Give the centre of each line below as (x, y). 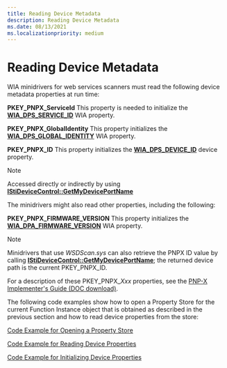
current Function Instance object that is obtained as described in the (105, 309)
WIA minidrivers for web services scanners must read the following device (113, 87)
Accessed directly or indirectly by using (64, 184)
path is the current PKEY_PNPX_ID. (57, 268)
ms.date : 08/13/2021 (37, 26)
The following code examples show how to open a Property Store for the (111, 302)
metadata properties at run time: (53, 94)
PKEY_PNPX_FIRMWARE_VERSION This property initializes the (98, 219)
